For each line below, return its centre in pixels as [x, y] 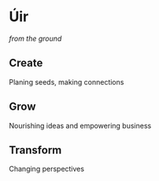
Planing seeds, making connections [67, 81]
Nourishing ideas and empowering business [80, 125]
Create [26, 63]
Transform [35, 150]
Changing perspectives [47, 169]
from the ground [35, 38]
